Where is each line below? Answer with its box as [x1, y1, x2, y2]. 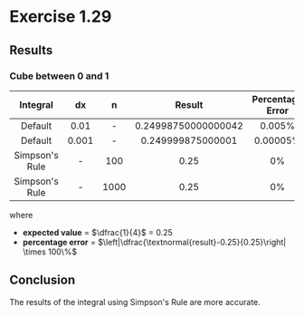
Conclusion [9, 273, 76, 288]
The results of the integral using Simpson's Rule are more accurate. [9, 296, 261, 307]
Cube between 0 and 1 [9, 70, 109, 82]
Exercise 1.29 [9, 6, 112, 27]
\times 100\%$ [22, 246, 78, 257]
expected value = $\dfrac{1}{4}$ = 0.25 [22, 226, 174, 237]
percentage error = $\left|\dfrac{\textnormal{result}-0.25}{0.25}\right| [22, 236, 287, 247]
